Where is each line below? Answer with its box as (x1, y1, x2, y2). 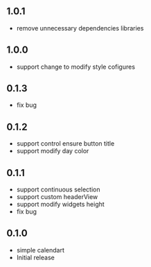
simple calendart (16, 246, 65, 254)
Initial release (16, 253, 55, 261)
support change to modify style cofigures (16, 62, 136, 71)
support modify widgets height (16, 200, 105, 209)
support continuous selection (16, 185, 100, 193)
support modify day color (16, 147, 89, 155)
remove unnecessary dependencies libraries (16, 24, 144, 32)
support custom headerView (16, 193, 98, 201)
